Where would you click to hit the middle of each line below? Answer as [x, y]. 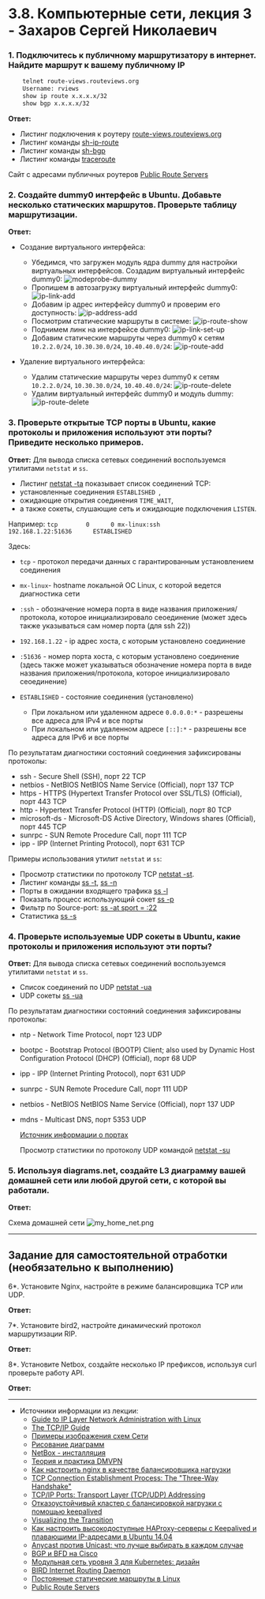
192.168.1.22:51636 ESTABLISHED [70, 531]
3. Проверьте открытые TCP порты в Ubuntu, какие [112, 423]
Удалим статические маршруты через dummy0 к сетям [125, 377]
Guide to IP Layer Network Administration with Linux [116, 1419]
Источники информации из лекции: [79, 1410]
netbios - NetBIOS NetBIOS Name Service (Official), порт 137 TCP [127, 784]
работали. [29, 1190]
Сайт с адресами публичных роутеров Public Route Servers [108, 174]
